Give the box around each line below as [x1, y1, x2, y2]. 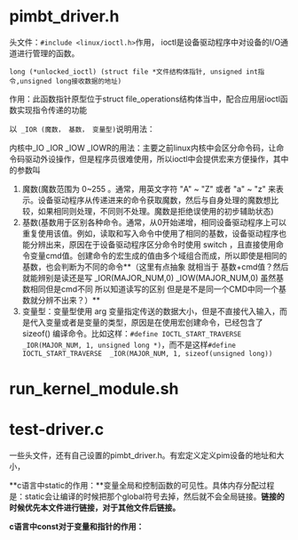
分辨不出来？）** [37, 294, 100, 305]
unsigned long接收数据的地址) [20, 77, 122, 85]
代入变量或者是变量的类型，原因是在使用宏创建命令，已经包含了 [29, 317, 263, 327]
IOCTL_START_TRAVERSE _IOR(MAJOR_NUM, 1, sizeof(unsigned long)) [21, 349, 273, 358]
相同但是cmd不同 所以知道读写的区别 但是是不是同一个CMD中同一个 [29, 283, 279, 294]
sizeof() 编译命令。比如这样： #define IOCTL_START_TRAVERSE [21, 327, 242, 339]
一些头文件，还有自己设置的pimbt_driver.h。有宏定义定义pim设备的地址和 [9, 450, 277, 461]
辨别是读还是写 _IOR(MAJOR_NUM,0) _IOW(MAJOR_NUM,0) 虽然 [37, 272, 277, 283]
